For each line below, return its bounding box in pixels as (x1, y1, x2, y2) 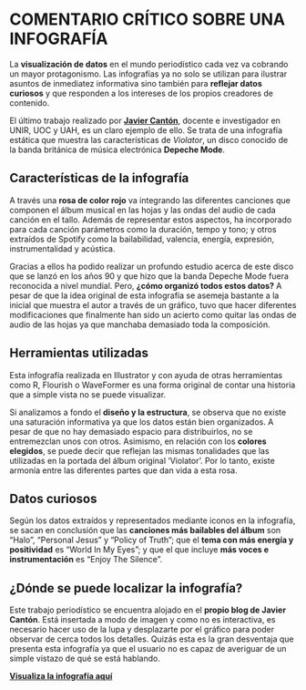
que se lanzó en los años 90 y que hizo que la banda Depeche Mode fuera (9, 270, 290, 282)
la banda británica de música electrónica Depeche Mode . (9, 144, 226, 155)
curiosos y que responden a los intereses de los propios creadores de (9, 88, 273, 98)
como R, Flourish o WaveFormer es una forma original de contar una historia (9, 379, 296, 390)
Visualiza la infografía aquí (9, 671, 113, 682)
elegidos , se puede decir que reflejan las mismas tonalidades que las (9, 445, 270, 456)
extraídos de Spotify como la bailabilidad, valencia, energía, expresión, (9, 233, 275, 244)
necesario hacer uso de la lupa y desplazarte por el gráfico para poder (9, 624, 275, 635)
